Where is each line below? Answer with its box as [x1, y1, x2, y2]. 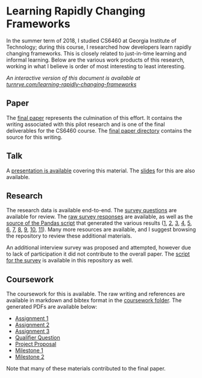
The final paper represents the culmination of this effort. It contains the [6, 114, 183, 121]
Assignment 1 [14, 315, 49, 322]
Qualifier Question [14, 334, 60, 341]
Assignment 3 [14, 327, 50, 335]
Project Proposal [14, 341, 57, 348]
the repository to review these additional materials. [6, 232, 133, 239]
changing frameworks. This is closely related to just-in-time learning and [6, 49, 187, 57]
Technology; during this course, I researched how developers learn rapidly [6, 43, 192, 51]
